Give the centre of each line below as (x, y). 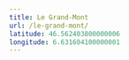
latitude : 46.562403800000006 (65, 34)
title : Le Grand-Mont (49, 17)
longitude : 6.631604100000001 (65, 42)
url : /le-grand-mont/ (49, 26)
